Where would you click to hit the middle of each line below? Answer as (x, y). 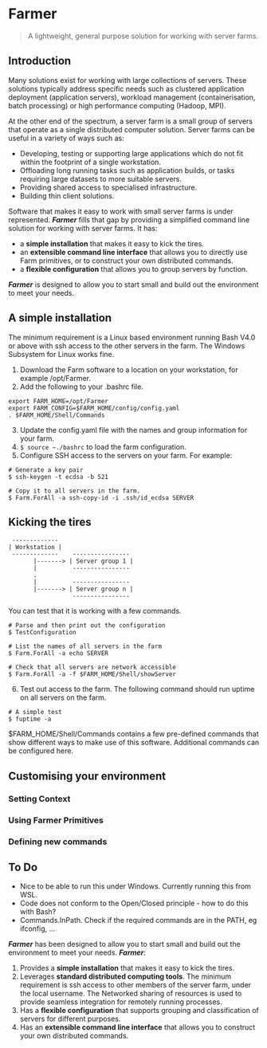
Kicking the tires (50, 522)
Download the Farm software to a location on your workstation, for (129, 369)
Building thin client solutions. (67, 195)
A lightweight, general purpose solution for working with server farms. (143, 36)
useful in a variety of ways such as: (67, 138)
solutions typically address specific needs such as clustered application (126, 88)
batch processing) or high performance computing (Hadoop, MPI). (117, 105)
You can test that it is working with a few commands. (95, 611)
